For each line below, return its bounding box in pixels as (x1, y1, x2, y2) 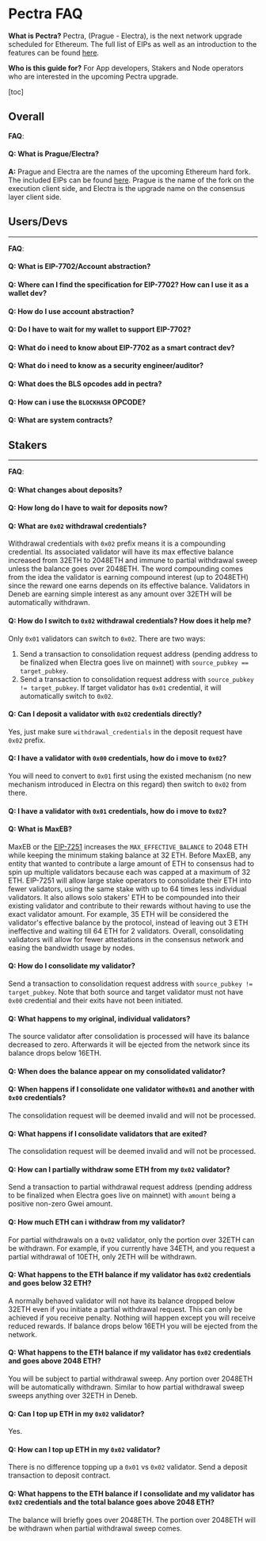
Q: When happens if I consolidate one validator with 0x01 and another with (8, 1084, 255, 1094)
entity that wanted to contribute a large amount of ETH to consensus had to (8, 858, 255, 868)
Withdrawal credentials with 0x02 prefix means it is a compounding (8, 539, 226, 548)
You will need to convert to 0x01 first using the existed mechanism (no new (8, 771, 252, 780)
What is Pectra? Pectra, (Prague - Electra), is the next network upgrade (8, 31, 243, 40)
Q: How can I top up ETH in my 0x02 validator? (8, 1444, 161, 1454)
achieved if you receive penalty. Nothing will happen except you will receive (8, 1313, 256, 1322)
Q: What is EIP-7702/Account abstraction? (8, 262, 151, 271)
